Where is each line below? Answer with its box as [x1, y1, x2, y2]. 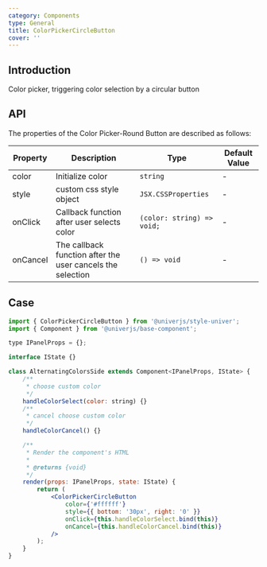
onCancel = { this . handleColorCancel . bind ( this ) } [64, 522, 222, 530]
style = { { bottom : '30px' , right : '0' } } [64, 507, 201, 515]
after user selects [55, 216, 121, 227]
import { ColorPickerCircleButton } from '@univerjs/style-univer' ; [8, 317, 240, 325]
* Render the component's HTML [25, 449, 130, 456]
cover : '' [8, 33, 41, 42]
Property [13, 152, 48, 163]
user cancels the [55, 259, 118, 270]
